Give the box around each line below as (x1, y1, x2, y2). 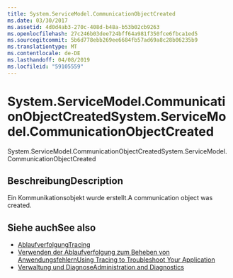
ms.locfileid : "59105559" (7, 63, 84, 70)
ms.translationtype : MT (7, 43, 78, 50)
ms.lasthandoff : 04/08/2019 (7, 57, 91, 64)
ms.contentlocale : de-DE (7, 50, 81, 57)
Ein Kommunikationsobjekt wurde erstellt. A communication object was (7, 194, 213, 202)
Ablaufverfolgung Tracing (17, 241, 91, 249)
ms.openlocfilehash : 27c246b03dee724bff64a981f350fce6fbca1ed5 (7, 30, 198, 37)
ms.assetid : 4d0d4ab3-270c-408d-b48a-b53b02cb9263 (7, 23, 160, 30)
